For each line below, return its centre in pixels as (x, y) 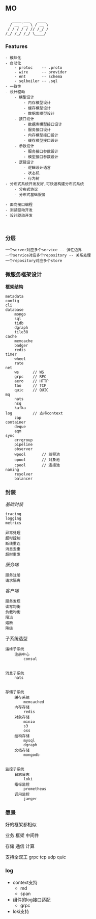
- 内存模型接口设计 (41, 135)
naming (12, 469)
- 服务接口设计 (37, 130)
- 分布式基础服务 (30, 195)
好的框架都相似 (21, 825)
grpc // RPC (30, 377)
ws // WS (29, 372)
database (14, 310)
